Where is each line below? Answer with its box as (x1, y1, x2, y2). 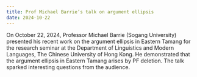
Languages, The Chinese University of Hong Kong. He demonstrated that (6, 50, 190, 58)
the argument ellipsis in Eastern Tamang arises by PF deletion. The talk (6, 57, 184, 64)
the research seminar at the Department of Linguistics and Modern (6, 44, 174, 52)
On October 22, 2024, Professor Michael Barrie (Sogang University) (6, 31, 177, 38)
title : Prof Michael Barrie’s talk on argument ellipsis (6, 8, 154, 15)
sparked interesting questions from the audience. (6, 63, 130, 70)
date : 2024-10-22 (6, 15, 51, 21)
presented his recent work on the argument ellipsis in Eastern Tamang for (6, 38, 191, 45)
